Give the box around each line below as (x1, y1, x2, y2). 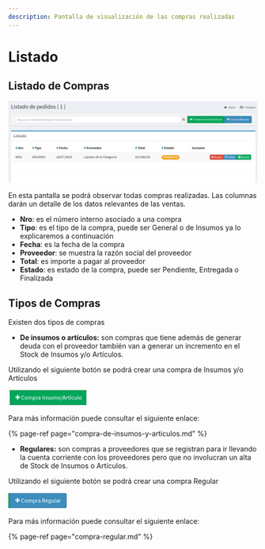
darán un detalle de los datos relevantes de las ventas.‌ (8, 199, 186, 209)
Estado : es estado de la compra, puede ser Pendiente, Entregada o (19, 265, 239, 275)
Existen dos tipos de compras (8, 318, 105, 327)
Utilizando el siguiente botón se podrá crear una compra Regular (8, 476, 219, 486)
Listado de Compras (8, 79, 110, 93)
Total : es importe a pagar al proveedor (19, 257, 146, 266)
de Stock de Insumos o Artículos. (19, 461, 128, 471)
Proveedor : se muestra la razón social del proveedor (19, 248, 192, 257)
